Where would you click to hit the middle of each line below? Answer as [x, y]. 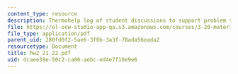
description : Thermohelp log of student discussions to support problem [117, 20]
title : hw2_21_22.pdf [39, 54]
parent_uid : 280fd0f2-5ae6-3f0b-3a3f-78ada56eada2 [84, 40]
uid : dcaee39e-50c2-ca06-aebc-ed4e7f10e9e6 [73, 60]
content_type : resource [42, 14]
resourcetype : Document [42, 47]
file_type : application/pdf [49, 33]
